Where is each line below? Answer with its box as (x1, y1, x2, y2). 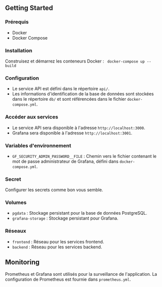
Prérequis (5, 19, 29, 25)
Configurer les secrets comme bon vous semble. (5, 187, 103, 193)
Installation (5, 47, 33, 54)
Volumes (5, 199, 27, 206)
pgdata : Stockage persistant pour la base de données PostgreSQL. (12, 210, 148, 216)
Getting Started (5, 4, 53, 12)
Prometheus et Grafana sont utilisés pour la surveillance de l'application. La (5, 271, 158, 277)
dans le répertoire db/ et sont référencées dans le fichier (12, 96, 126, 102)
